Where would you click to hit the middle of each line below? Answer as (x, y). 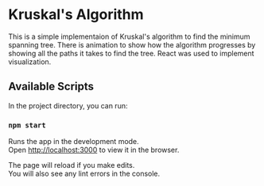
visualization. (30, 62)
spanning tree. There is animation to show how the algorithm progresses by (132, 44)
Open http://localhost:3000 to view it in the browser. (94, 150)
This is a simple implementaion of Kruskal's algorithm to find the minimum (129, 36)
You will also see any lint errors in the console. (84, 174)
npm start (27, 125)
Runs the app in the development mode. (74, 142)
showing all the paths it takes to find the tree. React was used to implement (131, 53)
